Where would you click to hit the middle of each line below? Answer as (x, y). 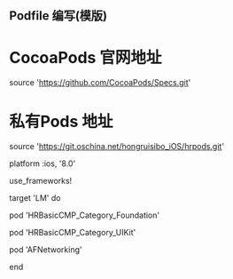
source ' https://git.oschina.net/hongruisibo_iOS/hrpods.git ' (116, 147)
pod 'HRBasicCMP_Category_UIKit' (73, 233)
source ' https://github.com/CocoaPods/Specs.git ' (100, 83)
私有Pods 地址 (61, 121)
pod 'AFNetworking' (46, 250)
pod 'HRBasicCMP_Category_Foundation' (85, 215)
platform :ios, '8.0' (43, 163)
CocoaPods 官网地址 (85, 57)
